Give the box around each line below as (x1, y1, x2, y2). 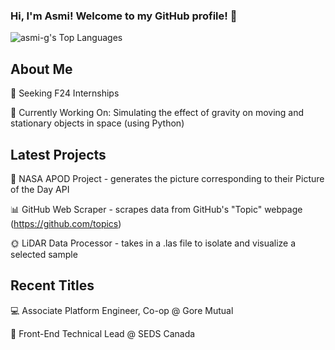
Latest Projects (10, 146, 107, 163)
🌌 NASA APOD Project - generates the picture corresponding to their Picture (10, 172, 325, 184)
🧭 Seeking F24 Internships (10, 87, 120, 99)
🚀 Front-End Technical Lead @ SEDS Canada (10, 327, 196, 339)
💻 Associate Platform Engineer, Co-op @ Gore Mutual (10, 304, 234, 316)
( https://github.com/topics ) (10, 217, 122, 229)
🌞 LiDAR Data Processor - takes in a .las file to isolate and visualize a (10, 237, 297, 249)
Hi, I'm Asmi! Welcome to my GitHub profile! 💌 (10, 9, 238, 23)
